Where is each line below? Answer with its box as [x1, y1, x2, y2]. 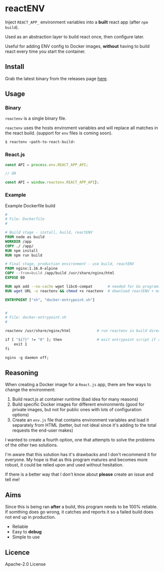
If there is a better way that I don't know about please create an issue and [5, 471, 154, 477]
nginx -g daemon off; [5, 355, 49, 360]
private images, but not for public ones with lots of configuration [12, 407, 142, 413]
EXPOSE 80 [5, 275, 25, 280]
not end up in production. [5, 514, 56, 520]
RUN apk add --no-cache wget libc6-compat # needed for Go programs [5, 284, 161, 289]
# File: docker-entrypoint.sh [5, 315, 67, 320]
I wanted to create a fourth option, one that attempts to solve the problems [5, 437, 155, 443]
